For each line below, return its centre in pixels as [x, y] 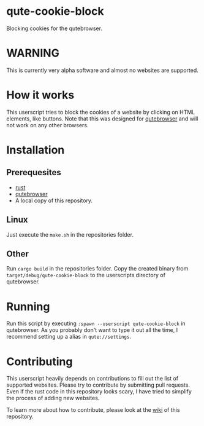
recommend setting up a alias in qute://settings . [69, 337]
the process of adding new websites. [53, 398]
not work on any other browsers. [47, 125]
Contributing [40, 361]
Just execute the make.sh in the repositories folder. [70, 234]
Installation [36, 150]
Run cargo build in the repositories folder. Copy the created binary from [97, 269]
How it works [40, 95]
